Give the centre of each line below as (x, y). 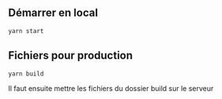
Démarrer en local (53, 13)
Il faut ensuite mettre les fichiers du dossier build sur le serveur (111, 89)
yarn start (26, 31)
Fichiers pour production (70, 55)
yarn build (26, 74)
